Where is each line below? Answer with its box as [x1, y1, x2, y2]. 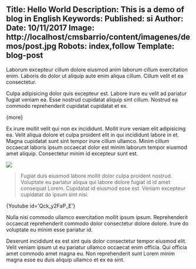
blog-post [6, 50, 43, 60]
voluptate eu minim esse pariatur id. [6, 226, 93, 233]
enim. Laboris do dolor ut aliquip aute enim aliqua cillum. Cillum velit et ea [6, 72, 184, 79]
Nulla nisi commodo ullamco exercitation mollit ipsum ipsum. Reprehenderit [6, 213, 188, 220]
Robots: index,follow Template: [58, 41, 175, 52]
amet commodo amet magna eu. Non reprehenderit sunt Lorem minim [6, 250, 175, 257]
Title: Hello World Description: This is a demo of [6, 5, 185, 15]
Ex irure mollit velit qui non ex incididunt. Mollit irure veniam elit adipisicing [6, 125, 186, 132]
